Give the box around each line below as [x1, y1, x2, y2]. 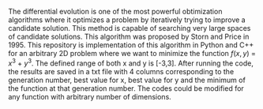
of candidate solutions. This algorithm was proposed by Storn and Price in [8, 32, 250, 41]
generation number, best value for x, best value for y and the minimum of [8, 75, 246, 85]
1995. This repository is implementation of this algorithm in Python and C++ [8, 40, 254, 50]
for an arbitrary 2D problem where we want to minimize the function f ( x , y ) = [8, 49, 257, 58]
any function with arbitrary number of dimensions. [8, 92, 171, 101]
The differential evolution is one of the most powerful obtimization [8, 7, 223, 16]
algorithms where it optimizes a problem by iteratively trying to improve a [8, 15, 246, 24]
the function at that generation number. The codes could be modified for [8, 83, 245, 93]
